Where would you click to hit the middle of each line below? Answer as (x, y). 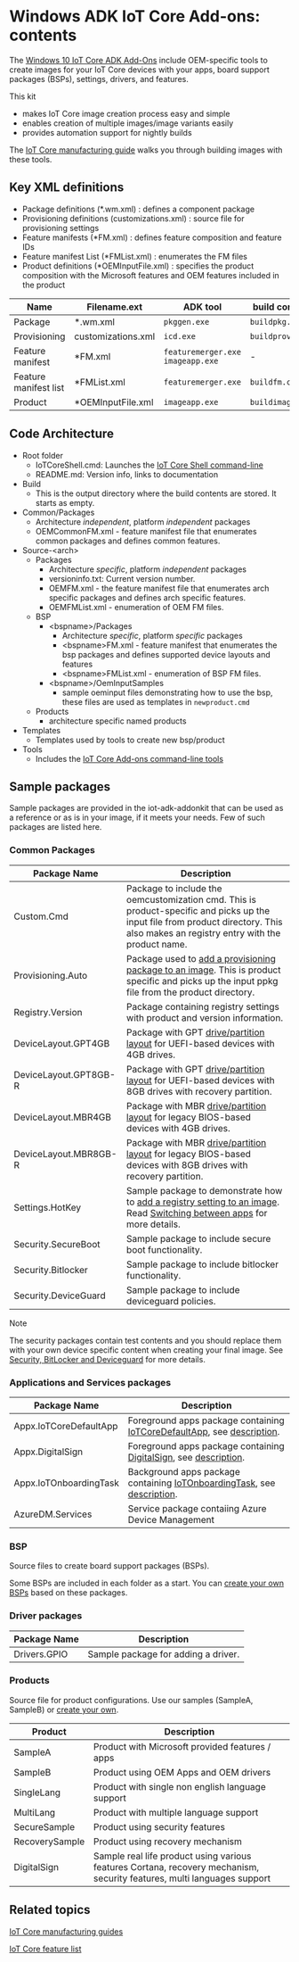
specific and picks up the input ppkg (202, 981)
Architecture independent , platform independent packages (143, 522)
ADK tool (202, 307)
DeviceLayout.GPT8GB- (65, 1074)
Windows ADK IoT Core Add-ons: (135, 17)
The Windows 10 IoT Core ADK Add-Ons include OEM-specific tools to (139, 60)
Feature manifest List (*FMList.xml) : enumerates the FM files (134, 256)
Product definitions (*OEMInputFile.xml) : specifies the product (138, 266)
